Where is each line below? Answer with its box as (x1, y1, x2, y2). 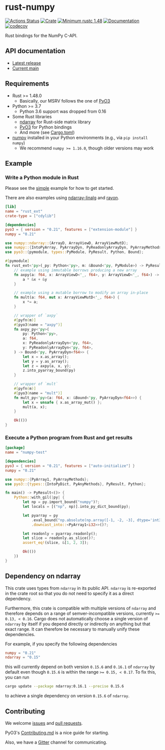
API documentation (5, 47, 65, 55)
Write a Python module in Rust (5, 174, 79, 181)
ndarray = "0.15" (5, 655, 41, 660)
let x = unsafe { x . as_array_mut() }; (23, 400, 102, 405)
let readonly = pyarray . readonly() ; (23, 531, 98, 536)
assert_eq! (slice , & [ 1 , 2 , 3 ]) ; (23, 540, 89, 545)
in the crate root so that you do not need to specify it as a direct (5, 590, 134, 596)
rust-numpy (5, 1, 55, 13)
